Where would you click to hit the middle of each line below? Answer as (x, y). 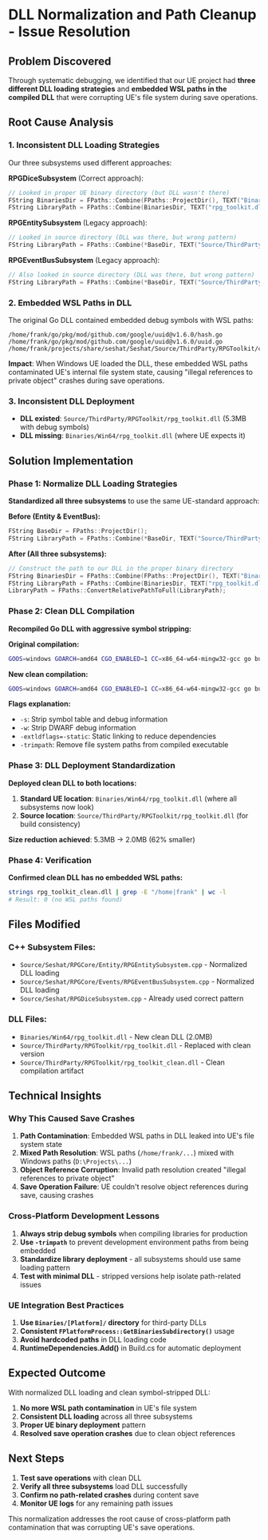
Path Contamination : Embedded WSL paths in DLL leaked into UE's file (137, 1136)
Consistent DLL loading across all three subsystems (106, 1416)
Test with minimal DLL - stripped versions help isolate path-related (130, 1275)
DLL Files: (28, 1019)
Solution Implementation (71, 461)
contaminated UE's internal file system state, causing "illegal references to (131, 372)
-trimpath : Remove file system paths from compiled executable (124, 745)
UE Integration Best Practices (66, 1305)
